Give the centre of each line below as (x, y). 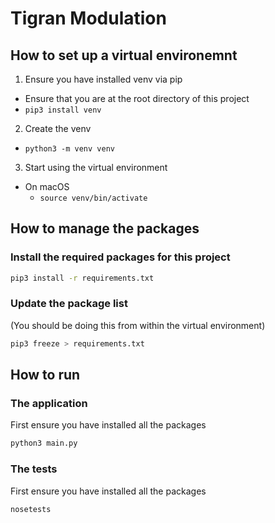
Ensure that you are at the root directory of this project (137, 98)
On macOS (47, 186)
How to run (45, 375)
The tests (34, 469)
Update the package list (69, 304)
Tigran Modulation (88, 18)
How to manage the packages (105, 228)
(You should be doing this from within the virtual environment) (138, 325)
